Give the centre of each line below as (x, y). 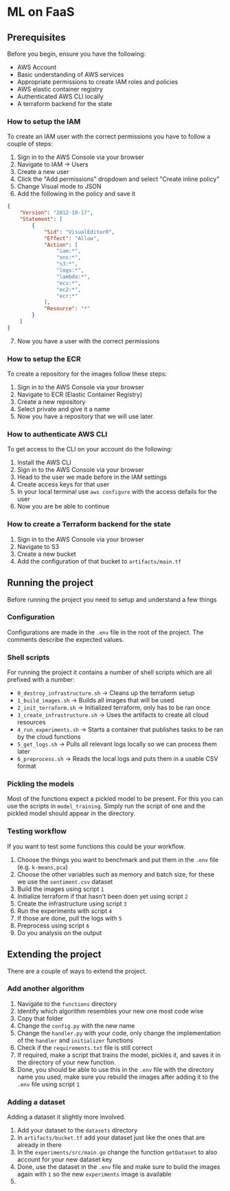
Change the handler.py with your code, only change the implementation (119, 1033)
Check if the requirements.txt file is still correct (85, 1047)
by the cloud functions (49, 737)
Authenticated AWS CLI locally (60, 96)
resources (31, 722)
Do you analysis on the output (59, 932)
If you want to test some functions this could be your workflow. (96, 846)
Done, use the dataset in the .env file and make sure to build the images (119, 1167)
